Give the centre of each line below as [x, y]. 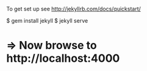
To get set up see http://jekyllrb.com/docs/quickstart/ [74, 9]
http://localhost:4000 [63, 58]
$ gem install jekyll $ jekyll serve [47, 21]
